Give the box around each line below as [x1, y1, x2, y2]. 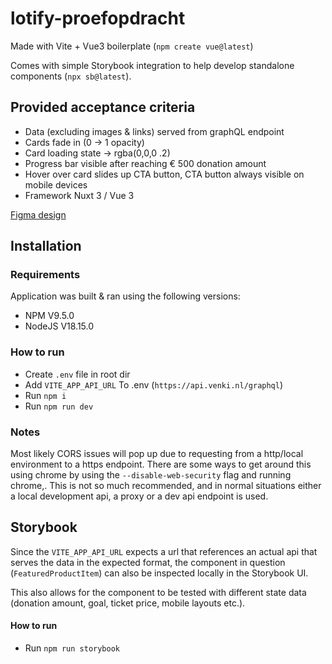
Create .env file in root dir [24, 368, 131, 380]
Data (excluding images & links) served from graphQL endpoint [24, 125, 285, 137]
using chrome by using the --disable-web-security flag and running [10, 469, 292, 481]
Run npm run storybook [24, 642, 120, 654]
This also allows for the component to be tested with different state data [10, 586, 307, 598]
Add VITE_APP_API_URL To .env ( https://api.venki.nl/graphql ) [24, 378, 284, 391]
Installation [10, 238, 82, 255]
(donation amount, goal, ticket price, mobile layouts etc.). [10, 597, 246, 609]
